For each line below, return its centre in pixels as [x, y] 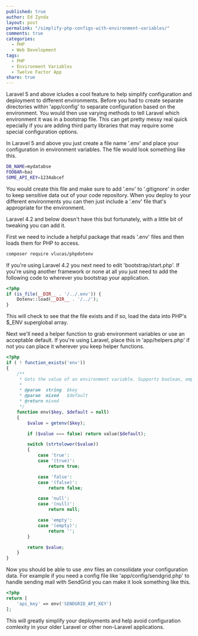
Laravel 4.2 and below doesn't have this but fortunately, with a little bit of [95, 219]
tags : [13, 55]
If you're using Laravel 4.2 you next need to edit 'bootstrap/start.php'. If [93, 265]
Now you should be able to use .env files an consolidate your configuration [97, 569]
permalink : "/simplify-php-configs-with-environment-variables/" [88, 28]
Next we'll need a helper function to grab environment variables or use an [95, 334]
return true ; [64, 466]
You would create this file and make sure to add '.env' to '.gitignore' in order [98, 189]
